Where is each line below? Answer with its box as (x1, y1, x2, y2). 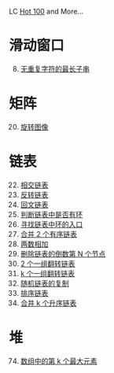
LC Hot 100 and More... (9, 7, 84, 16)
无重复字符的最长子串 (20, 64, 90, 73)
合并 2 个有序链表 (20, 229, 78, 238)
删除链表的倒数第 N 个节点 (20, 249, 106, 258)
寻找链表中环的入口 (20, 220, 83, 229)
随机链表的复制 (20, 279, 69, 288)
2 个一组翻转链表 (20, 259, 75, 268)
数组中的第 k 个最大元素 (20, 356, 97, 365)
